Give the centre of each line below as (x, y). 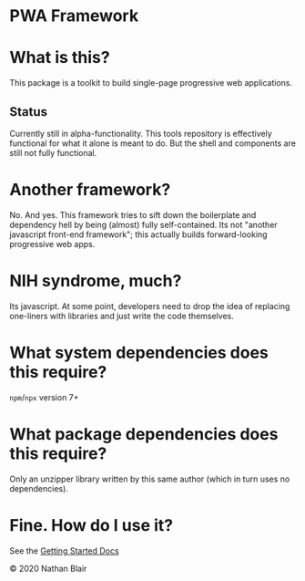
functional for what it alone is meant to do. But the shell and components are (152, 143)
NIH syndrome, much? (96, 281)
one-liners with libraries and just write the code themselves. (122, 316)
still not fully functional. (53, 152)
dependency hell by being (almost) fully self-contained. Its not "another (143, 224)
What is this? (60, 58)
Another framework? (90, 190)
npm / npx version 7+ (44, 397)
